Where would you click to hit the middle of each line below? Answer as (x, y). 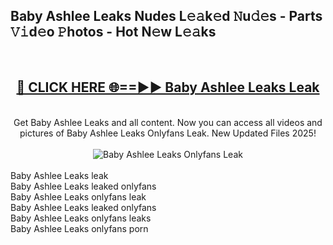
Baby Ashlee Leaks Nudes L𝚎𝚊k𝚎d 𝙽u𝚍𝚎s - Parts (166, 16)
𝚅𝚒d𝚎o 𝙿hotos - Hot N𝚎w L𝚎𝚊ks (113, 32)
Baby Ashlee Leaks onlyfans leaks (81, 218)
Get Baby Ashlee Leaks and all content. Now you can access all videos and (168, 122)
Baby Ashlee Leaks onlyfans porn (79, 228)
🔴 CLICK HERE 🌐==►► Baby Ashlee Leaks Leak (168, 87)
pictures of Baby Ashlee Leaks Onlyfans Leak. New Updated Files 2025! (168, 133)
